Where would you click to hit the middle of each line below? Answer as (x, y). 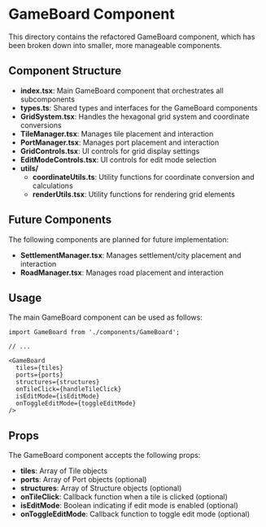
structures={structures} (58, 382)
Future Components (60, 220)
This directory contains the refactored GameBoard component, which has (132, 37)
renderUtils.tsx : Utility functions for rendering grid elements (134, 194)
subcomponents (48, 99)
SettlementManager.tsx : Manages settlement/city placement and (131, 255)
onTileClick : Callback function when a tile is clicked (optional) (124, 497)
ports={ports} (39, 375)
